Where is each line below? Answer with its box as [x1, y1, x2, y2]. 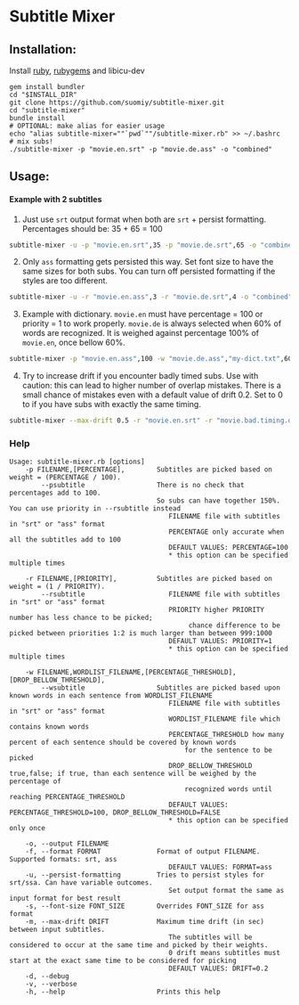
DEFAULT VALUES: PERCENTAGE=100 [168, 543, 289, 552]
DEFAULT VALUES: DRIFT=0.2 [168, 964, 269, 973]
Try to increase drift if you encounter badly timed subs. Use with [21, 371, 259, 381]
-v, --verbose [25, 980, 77, 989]
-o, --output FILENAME [25, 839, 109, 848]
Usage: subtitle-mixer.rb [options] [9, 457, 145, 467]
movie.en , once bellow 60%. [21, 337, 126, 348]
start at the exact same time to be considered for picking [9, 956, 238, 966]
